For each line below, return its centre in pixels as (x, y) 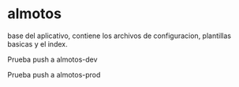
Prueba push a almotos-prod (54, 74)
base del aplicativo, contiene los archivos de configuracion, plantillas (119, 36)
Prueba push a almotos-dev (52, 59)
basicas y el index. (37, 43)
